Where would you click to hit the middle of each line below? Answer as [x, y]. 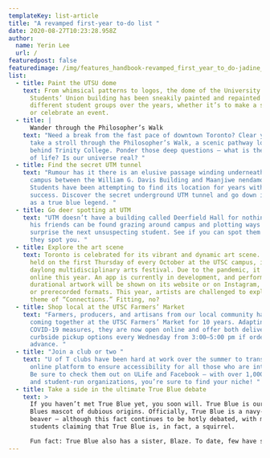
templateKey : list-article [53, 16]
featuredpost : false [43, 61]
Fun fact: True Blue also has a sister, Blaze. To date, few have [143, 441]
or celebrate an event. [70, 113]
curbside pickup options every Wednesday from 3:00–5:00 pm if [138, 337]
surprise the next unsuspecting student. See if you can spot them [145, 233]
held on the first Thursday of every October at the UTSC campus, [143, 262]
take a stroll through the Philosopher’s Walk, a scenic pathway [141, 143]
